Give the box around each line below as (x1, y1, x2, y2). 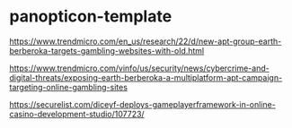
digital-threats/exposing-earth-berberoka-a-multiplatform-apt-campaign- (9, 72, 283, 82)
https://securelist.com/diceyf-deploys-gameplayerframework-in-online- (9, 98, 276, 109)
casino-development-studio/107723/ (9, 108, 146, 119)
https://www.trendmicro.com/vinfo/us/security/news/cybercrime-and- (9, 63, 270, 73)
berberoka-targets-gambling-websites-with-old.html (9, 45, 205, 55)
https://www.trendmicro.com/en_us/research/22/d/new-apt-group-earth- (9, 36, 282, 47)
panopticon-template (9, 6, 173, 27)
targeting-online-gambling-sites (9, 81, 128, 92)
